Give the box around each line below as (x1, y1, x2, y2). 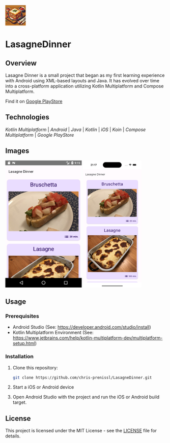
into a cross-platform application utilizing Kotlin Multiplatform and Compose (5, 83, 164, 89)
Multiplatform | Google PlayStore (5, 132, 74, 138)
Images (5, 147, 30, 155)
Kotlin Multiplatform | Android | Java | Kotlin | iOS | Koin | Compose (5, 126, 146, 133)
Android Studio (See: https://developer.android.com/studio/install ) (12, 324, 151, 330)
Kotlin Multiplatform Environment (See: (12, 330, 94, 336)
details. (5, 433, 21, 439)
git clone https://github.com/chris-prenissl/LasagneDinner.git (12, 375, 152, 380)
